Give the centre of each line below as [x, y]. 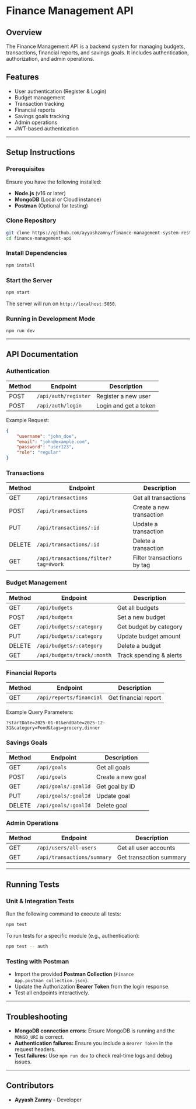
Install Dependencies [37, 253]
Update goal [113, 796]
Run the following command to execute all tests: [64, 914]
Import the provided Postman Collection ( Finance [74, 974]
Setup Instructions [41, 152]
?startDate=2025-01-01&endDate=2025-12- [56, 723]
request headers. [35, 1049]
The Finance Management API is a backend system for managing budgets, [96, 46]
